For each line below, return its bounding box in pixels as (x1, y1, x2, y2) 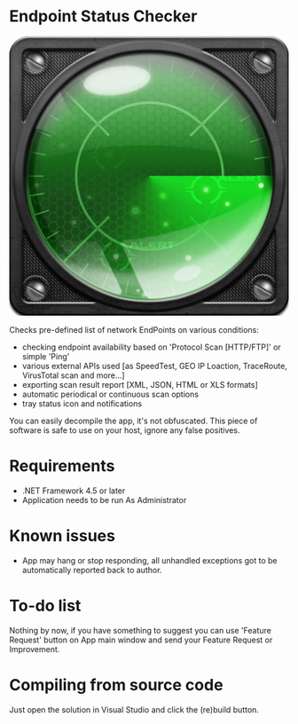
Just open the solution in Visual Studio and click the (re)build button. (9, 704, 260, 715)
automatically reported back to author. (21, 564, 162, 575)
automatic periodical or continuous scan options (21, 389, 200, 399)
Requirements (9, 456, 115, 476)
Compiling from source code (9, 674, 223, 695)
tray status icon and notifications (21, 397, 143, 409)
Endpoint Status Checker (9, 6, 198, 27)
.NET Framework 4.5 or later (21, 485, 126, 496)
